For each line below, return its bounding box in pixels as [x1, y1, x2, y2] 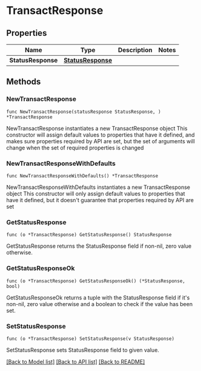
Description [117, 46, 153, 54]
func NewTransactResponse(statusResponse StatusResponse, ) [6, 109, 162, 115]
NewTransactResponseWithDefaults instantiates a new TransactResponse [6, 183, 191, 191]
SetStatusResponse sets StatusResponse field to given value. [6, 346, 159, 353]
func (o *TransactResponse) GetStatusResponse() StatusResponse [6, 232, 172, 238]
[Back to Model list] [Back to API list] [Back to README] [6, 358, 145, 365]
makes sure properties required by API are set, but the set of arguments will [6, 137, 195, 145]
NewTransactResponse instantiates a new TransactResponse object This [6, 124, 188, 132]
